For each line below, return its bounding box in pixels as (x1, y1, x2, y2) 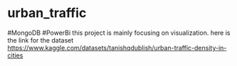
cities (7, 51, 23, 60)
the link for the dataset (7, 35, 74, 44)
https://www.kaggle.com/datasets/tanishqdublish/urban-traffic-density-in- (7, 43, 227, 52)
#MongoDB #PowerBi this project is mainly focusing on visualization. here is (7, 28, 231, 37)
